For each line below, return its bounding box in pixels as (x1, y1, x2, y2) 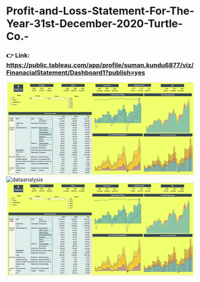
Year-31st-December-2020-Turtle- (6, 17, 183, 30)
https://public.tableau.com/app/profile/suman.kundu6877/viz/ (6, 61, 194, 69)
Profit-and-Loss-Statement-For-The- (6, 4, 195, 18)
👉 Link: (6, 51, 30, 60)
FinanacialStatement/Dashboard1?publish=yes (6, 69, 145, 77)
